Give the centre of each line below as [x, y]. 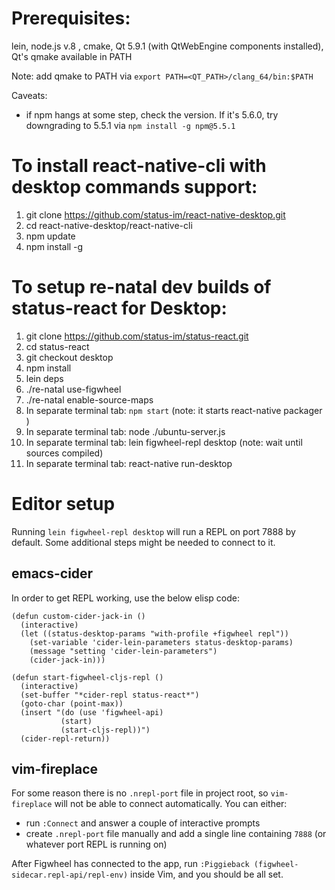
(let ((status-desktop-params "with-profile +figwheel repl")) [154, 633]
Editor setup [63, 504]
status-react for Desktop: [119, 308]
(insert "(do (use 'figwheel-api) [92, 712]
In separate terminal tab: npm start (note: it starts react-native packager [174, 410]
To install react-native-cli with [139, 166]
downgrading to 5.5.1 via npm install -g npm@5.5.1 [130, 125]
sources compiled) [64, 453]
